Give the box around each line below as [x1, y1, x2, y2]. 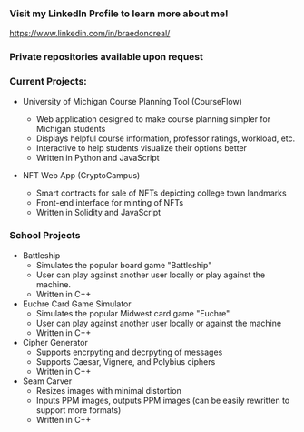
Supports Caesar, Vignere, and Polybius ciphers [35, 356, 216, 367]
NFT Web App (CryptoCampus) [22, 169, 141, 180]
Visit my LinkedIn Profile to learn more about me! [9, 7, 229, 20]
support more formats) [35, 404, 122, 416]
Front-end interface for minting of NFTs [35, 196, 184, 207]
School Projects [9, 229, 81, 242]
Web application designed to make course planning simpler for [35, 113, 270, 125]
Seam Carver [22, 376, 73, 387]
